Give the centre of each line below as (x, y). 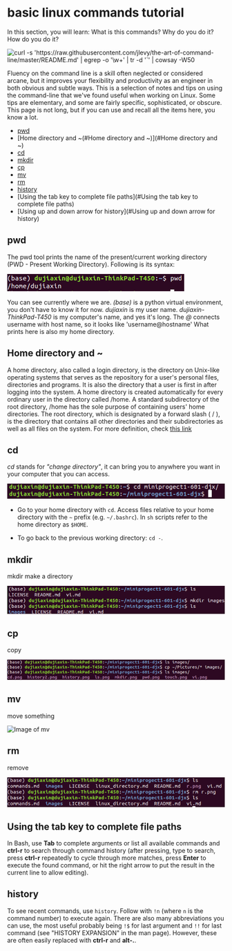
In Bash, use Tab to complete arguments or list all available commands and (114, 843)
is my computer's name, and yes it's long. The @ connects (136, 317)
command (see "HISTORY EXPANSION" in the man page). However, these (112, 932)
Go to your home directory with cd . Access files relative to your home (115, 510)
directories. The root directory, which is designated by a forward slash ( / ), (114, 414)
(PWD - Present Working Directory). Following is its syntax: (91, 264)
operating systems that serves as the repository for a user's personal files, (113, 377)
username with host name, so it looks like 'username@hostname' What (108, 324)
